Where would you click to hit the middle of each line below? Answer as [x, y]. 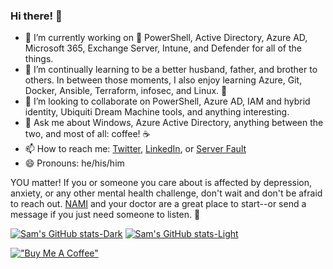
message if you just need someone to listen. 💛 [105, 215]
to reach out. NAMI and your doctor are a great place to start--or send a [158, 204]
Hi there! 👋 [36, 16]
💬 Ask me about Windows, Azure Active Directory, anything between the [174, 123]
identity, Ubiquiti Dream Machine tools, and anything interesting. [157, 112]
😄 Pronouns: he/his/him [74, 163]
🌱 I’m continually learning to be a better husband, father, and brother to [171, 70]
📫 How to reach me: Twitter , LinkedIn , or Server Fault [135, 149]
